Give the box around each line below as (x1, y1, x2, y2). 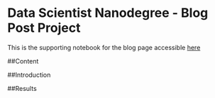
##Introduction (7, 71, 51, 79)
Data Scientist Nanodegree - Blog (7, 5, 209, 21)
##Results (7, 84, 37, 92)
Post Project (7, 20, 81, 36)
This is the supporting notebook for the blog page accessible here (7, 43, 201, 51)
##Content (7, 56, 39, 65)
